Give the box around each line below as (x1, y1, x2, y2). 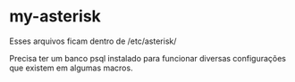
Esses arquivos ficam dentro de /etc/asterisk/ (9, 36, 177, 46)
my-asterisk (9, 6, 101, 27)
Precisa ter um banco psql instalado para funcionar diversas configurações (9, 53, 287, 63)
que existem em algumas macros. (9, 62, 133, 73)
